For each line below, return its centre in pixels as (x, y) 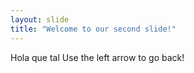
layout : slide (40, 19)
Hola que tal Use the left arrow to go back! (97, 57)
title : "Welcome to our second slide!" (93, 29)
